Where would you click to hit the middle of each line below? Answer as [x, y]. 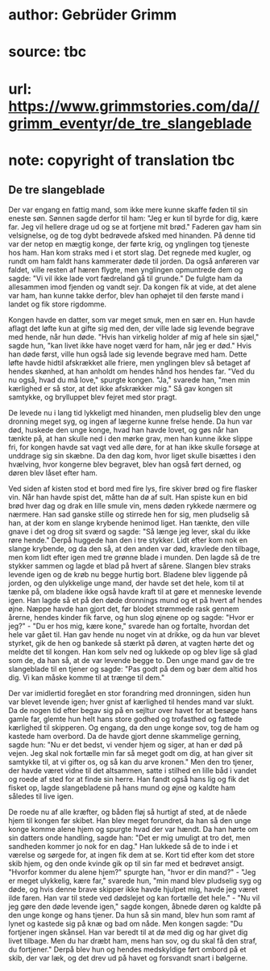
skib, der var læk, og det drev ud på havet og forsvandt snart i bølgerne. [128, 958]
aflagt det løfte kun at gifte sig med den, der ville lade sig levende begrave [131, 328]
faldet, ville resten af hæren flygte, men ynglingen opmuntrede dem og [126, 269]
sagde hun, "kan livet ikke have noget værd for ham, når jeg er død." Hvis [130, 345]
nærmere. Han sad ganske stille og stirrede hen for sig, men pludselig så [129, 514]
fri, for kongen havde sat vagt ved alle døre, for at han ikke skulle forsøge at [134, 447]
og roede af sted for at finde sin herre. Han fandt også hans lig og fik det [129, 779]
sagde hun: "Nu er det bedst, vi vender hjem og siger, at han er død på [126, 745]
